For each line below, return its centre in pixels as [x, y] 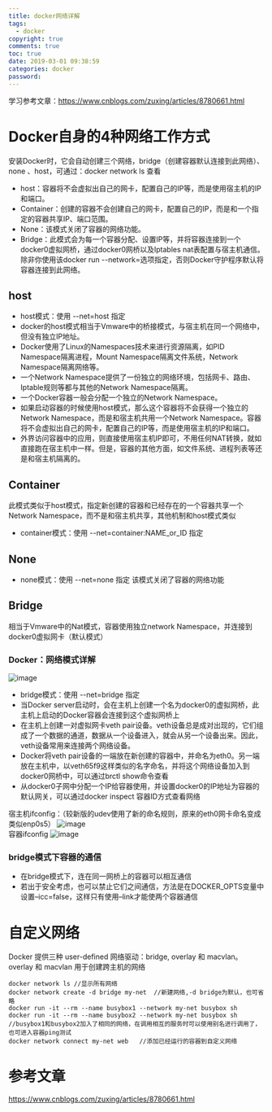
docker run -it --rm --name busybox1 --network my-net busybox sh [123, 1009]
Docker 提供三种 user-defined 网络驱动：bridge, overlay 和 [107, 957]
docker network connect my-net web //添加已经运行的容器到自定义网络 [123, 1042]
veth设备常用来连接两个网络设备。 [78, 746]
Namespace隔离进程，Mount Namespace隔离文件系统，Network [129, 357]
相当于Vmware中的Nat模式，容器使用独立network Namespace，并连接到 [131, 626]
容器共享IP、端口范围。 [73, 219]
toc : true [25, 54]
